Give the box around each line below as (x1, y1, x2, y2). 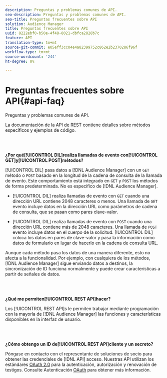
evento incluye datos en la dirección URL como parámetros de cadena (12, 204, 157, 210)
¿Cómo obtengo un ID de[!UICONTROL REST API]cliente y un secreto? (5, 341, 153, 347)
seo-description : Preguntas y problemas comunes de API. (5, 12, 126, 17)
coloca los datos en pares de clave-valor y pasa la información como (12, 235, 155, 241)
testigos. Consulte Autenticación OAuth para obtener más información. (5, 367, 151, 373)
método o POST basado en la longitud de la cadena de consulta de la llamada (5, 172, 162, 178)
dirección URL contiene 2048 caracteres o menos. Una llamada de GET (12, 198, 158, 204)
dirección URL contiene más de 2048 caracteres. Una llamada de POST (12, 224, 157, 230)
